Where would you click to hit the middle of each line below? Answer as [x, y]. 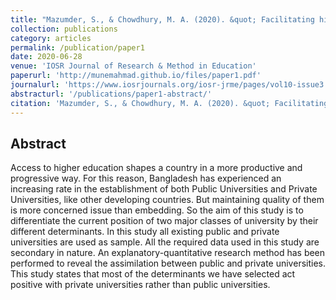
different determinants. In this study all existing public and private [145, 232]
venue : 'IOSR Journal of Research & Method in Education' [133, 66]
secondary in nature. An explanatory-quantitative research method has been [168, 253]
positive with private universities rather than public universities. [140, 285]
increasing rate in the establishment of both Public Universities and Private [164, 189]
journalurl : [35, 85]
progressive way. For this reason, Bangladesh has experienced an [146, 178]
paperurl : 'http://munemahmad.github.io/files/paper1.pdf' [136, 76]
